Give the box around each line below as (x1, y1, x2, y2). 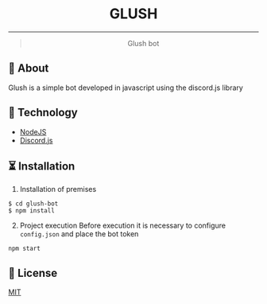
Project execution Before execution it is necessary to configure (19, 220, 226, 231)
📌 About (8, 61, 49, 76)
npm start (8, 244, 41, 253)
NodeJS (19, 127, 47, 136)
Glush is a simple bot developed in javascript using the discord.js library (8, 83, 244, 92)
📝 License (8, 266, 58, 279)
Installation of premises (19, 185, 97, 194)
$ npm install (8, 207, 56, 215)
